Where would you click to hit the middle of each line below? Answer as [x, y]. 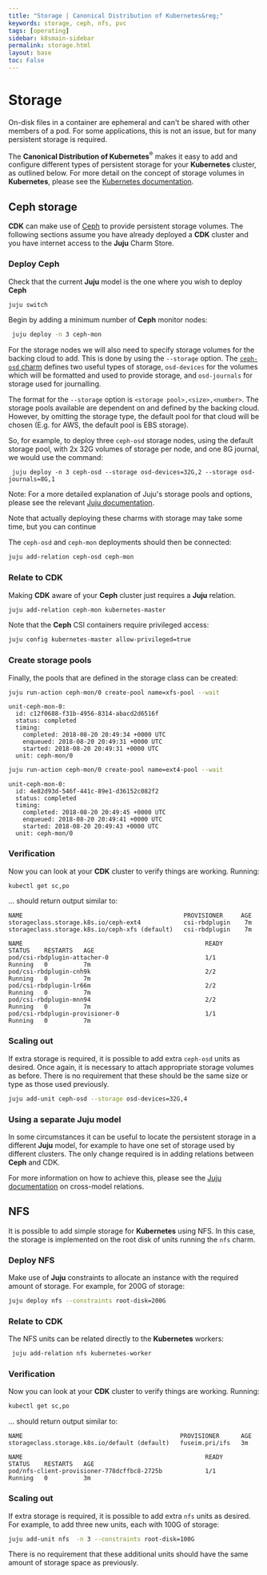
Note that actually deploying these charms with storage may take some [126, 519]
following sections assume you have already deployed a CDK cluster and [129, 235]
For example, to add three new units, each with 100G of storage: [114, 1525]
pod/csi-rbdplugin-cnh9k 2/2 [112, 972]
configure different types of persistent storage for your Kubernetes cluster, [133, 164]
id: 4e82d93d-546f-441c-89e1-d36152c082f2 [87, 792]
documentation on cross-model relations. [76, 1186]
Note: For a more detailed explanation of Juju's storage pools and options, [130, 495]
